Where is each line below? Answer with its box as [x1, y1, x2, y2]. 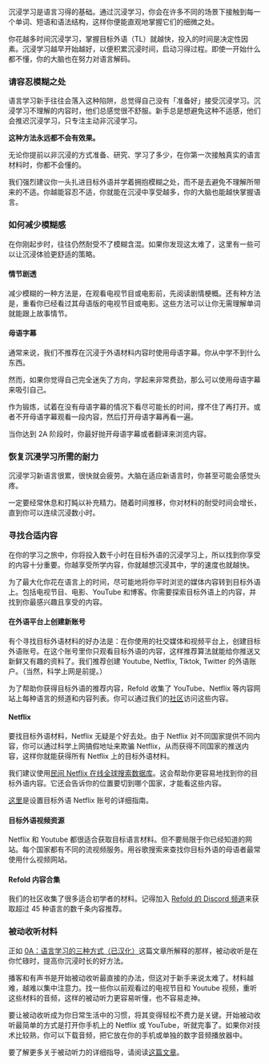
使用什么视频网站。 [8, 854, 72, 865]
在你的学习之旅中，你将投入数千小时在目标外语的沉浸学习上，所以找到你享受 [8, 549, 261, 560]
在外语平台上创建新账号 [8, 617, 86, 626]
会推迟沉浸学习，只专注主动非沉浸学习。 [8, 116, 142, 126]
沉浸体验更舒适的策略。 [22, 249, 100, 259]
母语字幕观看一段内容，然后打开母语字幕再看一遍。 [29, 412, 198, 422]
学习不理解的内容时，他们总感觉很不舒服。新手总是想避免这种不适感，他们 [14, 106, 261, 116]
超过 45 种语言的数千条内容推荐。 [14, 904, 126, 914]
